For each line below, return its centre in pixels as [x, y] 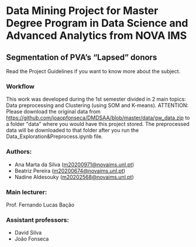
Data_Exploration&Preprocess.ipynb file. [55, 136]
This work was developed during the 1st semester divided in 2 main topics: [96, 99]
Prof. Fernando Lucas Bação [40, 205]
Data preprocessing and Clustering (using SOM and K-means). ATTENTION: [97, 105]
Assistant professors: [37, 219]
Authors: [19, 152]
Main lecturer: [27, 192]
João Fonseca [32, 239]
